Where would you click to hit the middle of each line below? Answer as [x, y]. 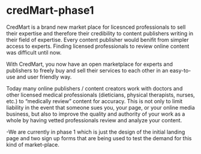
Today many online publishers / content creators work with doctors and [94, 88]
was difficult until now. [34, 52]
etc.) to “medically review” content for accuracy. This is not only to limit [94, 101]
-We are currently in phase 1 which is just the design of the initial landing [96, 132]
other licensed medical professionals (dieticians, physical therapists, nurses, [100, 95]
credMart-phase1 [50, 10]
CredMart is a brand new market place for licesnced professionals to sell [96, 27]
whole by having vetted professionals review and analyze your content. [94, 120]
